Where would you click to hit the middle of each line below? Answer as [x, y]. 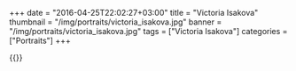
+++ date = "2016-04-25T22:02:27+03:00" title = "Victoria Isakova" [134, 13]
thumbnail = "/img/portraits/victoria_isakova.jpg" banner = [116, 22]
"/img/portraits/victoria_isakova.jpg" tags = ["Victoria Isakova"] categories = [148, 31]
